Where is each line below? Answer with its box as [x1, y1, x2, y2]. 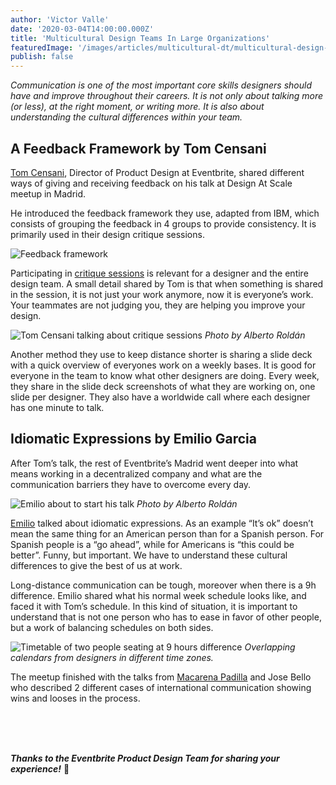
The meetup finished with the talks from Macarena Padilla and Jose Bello [10, 671, 312, 683]
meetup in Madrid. [10, 187, 87, 200]
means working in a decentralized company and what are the [10, 467, 263, 480]
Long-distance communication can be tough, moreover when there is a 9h [10, 579, 317, 591]
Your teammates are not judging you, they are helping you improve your [10, 299, 306, 311]
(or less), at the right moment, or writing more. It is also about [10, 101, 265, 113]
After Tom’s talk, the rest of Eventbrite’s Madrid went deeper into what [10, 457, 299, 469]
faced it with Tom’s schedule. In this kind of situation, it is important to [10, 600, 298, 612]
